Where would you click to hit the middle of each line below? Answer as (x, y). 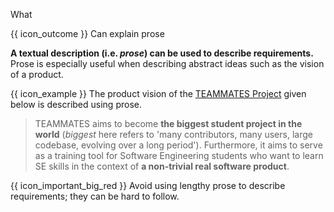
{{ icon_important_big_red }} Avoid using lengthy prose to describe (148, 185)
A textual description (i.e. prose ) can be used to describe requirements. (162, 53)
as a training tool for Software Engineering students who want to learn (179, 155)
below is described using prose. (76, 104)
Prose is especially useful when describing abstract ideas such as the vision (167, 63)
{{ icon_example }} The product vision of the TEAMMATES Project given (158, 93)
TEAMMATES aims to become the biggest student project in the (168, 123)
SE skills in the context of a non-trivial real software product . (162, 166)
